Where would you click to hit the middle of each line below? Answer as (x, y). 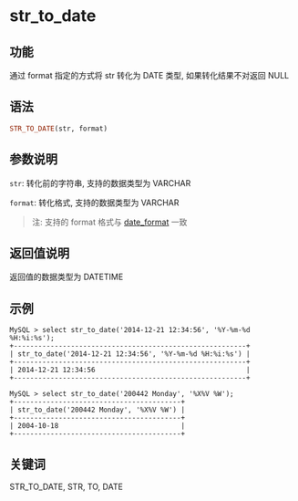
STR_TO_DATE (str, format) (58, 129)
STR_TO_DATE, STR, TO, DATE (66, 486)
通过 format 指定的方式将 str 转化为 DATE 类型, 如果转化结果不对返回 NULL (149, 75)
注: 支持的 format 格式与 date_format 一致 (109, 222)
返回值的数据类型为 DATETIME (67, 277)
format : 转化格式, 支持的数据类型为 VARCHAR (94, 203)
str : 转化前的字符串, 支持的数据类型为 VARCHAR (100, 183)
